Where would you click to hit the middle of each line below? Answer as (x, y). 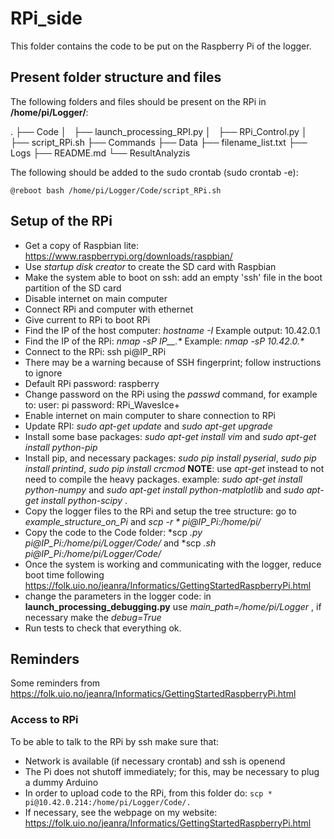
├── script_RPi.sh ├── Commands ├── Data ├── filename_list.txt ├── (159, 142)
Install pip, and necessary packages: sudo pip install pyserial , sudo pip (170, 458)
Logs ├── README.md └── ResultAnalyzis (100, 153)
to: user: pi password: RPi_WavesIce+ (102, 404)
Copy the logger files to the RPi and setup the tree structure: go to (160, 511)
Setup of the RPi (61, 221)
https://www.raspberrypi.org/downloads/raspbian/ (128, 256)
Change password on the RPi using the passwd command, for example (171, 394)
